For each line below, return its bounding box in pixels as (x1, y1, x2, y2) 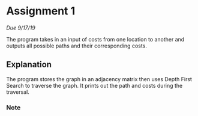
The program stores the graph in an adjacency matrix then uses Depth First (6, 75, 192, 82)
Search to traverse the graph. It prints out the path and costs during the (6, 82, 183, 89)
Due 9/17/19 (6, 24, 36, 31)
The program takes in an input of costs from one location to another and (6, 35, 185, 43)
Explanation (6, 60, 52, 70)
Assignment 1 (6, 4, 76, 18)
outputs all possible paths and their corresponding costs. (6, 42, 147, 49)
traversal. (6, 88, 30, 96)
